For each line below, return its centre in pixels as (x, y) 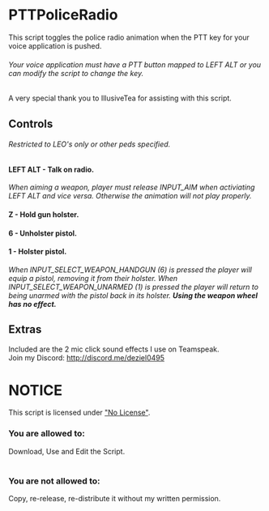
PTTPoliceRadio (63, 15)
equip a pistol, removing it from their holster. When (93, 278)
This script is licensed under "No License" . (79, 413)
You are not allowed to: (54, 481)
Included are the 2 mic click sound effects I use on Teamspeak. (114, 349)
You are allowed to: (47, 433)
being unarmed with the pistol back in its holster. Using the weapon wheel (133, 295)
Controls (31, 123)
